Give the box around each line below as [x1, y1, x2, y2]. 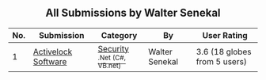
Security [97, 43, 129, 54]
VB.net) [97, 61, 121, 70]
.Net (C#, [97, 53, 127, 62]
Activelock [32, 46, 73, 57]
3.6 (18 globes [196, 46, 252, 57]
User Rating [202, 29, 248, 40]
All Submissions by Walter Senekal [45, 6, 221, 20]
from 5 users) [196, 55, 247, 67]
